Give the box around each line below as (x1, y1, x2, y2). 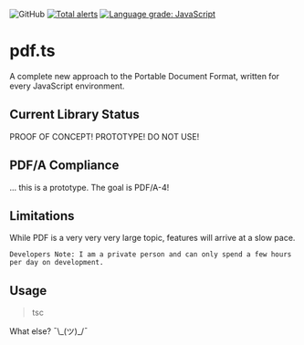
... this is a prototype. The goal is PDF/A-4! (9, 182, 170, 193)
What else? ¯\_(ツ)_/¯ (9, 326, 89, 337)
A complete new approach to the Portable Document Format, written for (9, 70, 280, 81)
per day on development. (9, 258, 104, 267)
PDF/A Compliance (9, 158, 120, 173)
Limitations (9, 208, 75, 224)
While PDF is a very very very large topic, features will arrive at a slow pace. (9, 233, 296, 244)
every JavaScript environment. (9, 80, 125, 91)
